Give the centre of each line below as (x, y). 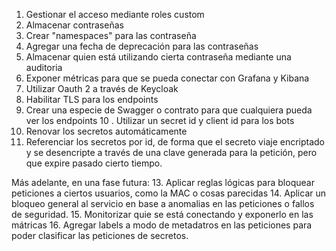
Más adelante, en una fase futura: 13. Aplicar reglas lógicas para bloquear (163, 182)
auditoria (44, 67)
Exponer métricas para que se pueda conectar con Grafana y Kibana (167, 78)
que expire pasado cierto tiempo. (94, 163)
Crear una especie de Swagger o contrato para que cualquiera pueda (169, 110)
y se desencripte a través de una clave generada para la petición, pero (171, 152)
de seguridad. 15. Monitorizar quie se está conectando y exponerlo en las (162, 214)
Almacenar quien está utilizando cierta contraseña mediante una (158, 57)
